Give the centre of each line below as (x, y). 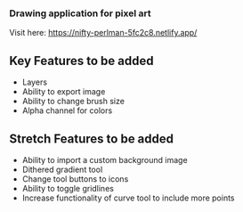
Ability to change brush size (73, 102)
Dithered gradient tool (62, 169)
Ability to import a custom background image (105, 159)
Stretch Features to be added (92, 139)
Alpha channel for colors (67, 110)
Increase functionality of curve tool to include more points (128, 198)
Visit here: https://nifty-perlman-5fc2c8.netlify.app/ (103, 33)
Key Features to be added (81, 61)
